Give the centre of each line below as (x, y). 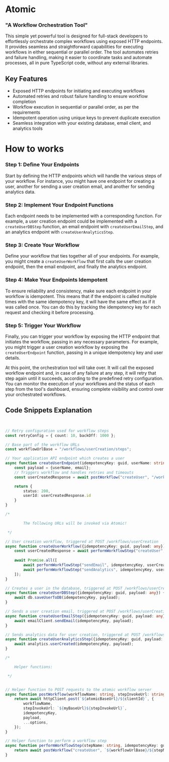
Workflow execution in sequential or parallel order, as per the (76, 107)
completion (24, 101)
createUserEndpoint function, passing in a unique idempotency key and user (84, 352)
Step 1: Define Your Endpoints (42, 165)
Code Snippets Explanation (49, 410)
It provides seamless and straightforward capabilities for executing (74, 47)
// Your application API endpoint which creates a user (65, 459)
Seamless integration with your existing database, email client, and (81, 123)
